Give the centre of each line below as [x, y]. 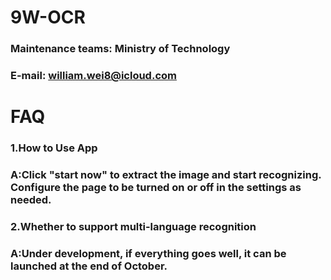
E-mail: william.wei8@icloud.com [93, 76]
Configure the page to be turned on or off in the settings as [156, 188]
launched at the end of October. [89, 266]
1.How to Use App [54, 148]
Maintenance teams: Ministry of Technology [120, 49]
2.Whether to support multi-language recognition [133, 226]
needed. [31, 200]
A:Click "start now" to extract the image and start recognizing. [166, 175]
